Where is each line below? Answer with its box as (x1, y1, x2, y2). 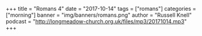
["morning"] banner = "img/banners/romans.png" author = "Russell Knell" (6, 11, 192, 19)
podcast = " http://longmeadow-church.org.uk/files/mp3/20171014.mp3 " (6, 18, 187, 25)
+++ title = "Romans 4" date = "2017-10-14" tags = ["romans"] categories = (6, 5, 196, 12)
